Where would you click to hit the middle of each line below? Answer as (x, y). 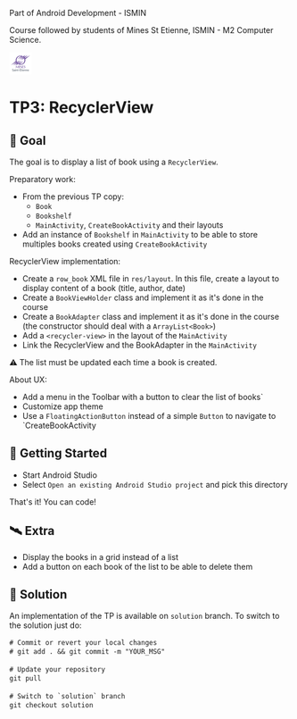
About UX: (28, 380)
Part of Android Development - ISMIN (78, 13)
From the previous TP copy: (73, 196)
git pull (25, 679)
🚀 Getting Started (58, 453)
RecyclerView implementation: (65, 261)
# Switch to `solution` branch (67, 697)
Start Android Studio (60, 475)
